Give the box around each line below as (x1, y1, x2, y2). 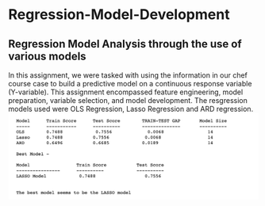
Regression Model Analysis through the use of (8, 37, 242, 51)
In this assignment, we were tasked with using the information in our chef (8, 71, 248, 80)
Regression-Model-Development (8, 6, 230, 24)
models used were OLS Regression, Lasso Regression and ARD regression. (8, 105, 254, 113)
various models (8, 49, 86, 63)
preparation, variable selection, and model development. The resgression (8, 96, 248, 105)
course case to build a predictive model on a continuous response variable (8, 79, 252, 88)
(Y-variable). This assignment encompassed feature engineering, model (8, 87, 244, 97)
